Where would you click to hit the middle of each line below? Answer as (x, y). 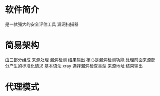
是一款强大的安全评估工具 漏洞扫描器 (42, 24)
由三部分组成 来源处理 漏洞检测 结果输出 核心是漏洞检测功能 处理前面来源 (78, 60)
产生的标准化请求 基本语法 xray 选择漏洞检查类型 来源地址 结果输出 (76, 66)
